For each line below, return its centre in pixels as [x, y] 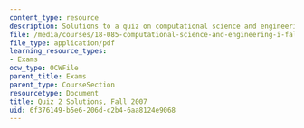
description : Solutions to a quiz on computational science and [133, 26]
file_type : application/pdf [62, 43]
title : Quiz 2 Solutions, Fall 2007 [78, 101]
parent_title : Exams [48, 77]
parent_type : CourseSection [62, 85]
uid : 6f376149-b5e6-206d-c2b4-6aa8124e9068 [93, 110]
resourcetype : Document [54, 93]
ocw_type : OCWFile [44, 69]
